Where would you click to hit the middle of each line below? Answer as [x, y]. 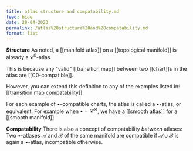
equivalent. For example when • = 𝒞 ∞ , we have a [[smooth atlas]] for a [92, 111]
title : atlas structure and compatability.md [62, 11]
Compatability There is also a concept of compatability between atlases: [94, 129]
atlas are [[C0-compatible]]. [40, 75]
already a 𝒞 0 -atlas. [29, 56]
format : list [22, 33]
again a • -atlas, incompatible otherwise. [55, 142]
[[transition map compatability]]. [45, 92]
